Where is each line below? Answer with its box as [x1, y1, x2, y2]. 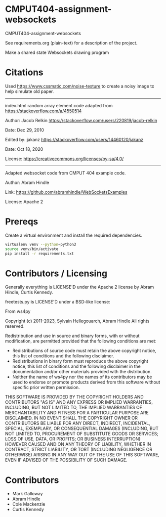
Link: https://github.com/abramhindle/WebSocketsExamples [5, 189, 127, 195]
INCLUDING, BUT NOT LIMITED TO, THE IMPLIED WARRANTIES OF [5, 404, 142, 411]
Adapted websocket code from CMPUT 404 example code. [5, 170, 126, 176]
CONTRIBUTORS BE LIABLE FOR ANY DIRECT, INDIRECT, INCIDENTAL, [5, 420, 151, 426]
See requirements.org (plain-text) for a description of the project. [5, 40, 138, 45]
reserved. [5, 323, 25, 329]
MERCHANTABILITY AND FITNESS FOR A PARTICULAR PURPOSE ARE [5, 410, 149, 416]
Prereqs [5, 216, 39, 227]
